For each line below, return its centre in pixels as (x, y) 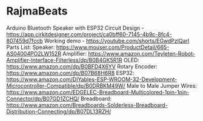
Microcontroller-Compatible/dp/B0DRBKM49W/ (66, 85)
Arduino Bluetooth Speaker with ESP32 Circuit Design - (75, 28)
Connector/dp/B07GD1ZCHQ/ (43, 99)
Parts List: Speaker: (31, 47)
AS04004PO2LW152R (34, 53)
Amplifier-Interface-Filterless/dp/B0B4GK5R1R (64, 60)
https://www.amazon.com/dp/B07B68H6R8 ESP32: (70, 73)
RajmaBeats (37, 11)
